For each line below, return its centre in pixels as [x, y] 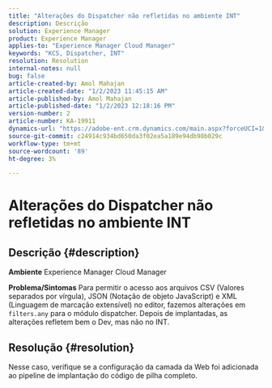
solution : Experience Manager [59, 31]
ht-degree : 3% [32, 158]
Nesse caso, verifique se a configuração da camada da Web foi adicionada [134, 367]
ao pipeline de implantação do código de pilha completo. [103, 376]
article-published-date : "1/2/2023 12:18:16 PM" [92, 106]
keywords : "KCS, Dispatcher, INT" [67, 53]
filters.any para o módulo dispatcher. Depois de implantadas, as [118, 314]
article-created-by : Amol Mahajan [67, 83]
